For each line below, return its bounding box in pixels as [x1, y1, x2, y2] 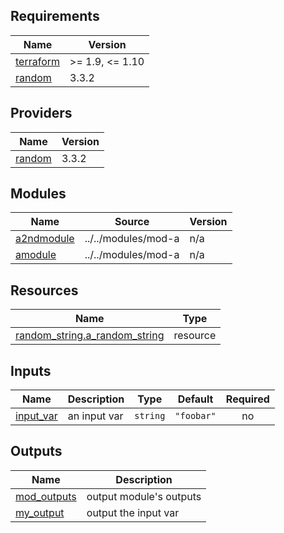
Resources [10, 282, 79, 299]
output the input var [86, 505, 180, 519]
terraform [15, 54, 61, 68]
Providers [10, 105, 73, 122]
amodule [15, 248, 57, 262]
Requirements [10, 8, 100, 25]
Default [177, 392, 214, 406]
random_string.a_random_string [15, 329, 165, 343]
